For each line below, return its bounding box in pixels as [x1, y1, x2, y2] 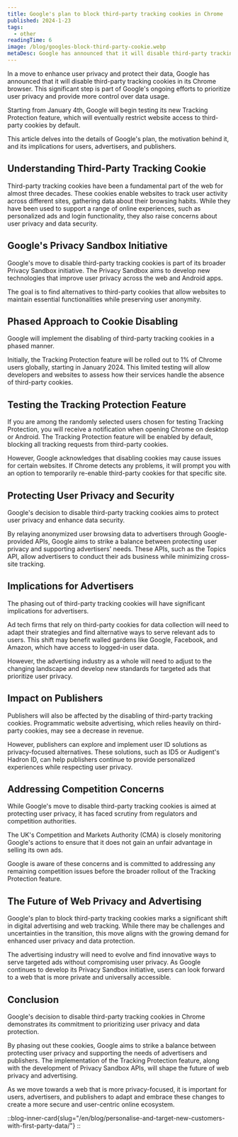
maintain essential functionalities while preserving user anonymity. [7, 295, 202, 304]
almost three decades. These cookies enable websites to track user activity [7, 189, 228, 197]
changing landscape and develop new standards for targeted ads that [7, 664, 211, 672]
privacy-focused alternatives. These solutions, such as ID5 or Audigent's [7, 748, 220, 756]
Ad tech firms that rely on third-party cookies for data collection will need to [7, 620, 229, 628]
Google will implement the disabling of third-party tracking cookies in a [7, 334, 215, 343]
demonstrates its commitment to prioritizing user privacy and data [7, 1020, 200, 1028]
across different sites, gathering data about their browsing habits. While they [7, 196, 231, 205]
